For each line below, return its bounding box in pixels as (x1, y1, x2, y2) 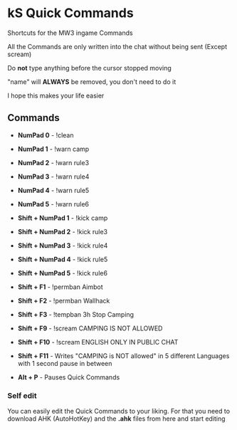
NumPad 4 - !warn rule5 (17, 186, 90, 194)
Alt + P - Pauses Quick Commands (17, 372, 120, 382)
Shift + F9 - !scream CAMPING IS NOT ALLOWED (17, 324, 163, 332)
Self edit (7, 390, 37, 400)
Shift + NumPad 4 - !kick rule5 (17, 255, 108, 263)
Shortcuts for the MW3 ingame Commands (7, 28, 133, 37)
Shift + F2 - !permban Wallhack (17, 296, 110, 305)
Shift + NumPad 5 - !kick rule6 (17, 268, 108, 277)
